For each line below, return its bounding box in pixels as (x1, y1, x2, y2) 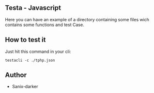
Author (5, 71, 27, 79)
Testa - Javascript (5, 4, 62, 12)
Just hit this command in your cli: (5, 48, 71, 54)
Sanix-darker (12, 84, 38, 90)
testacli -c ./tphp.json (5, 58, 55, 63)
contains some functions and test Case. (5, 22, 84, 27)
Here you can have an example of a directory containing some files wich (5, 16, 149, 22)
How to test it (5, 36, 46, 44)
